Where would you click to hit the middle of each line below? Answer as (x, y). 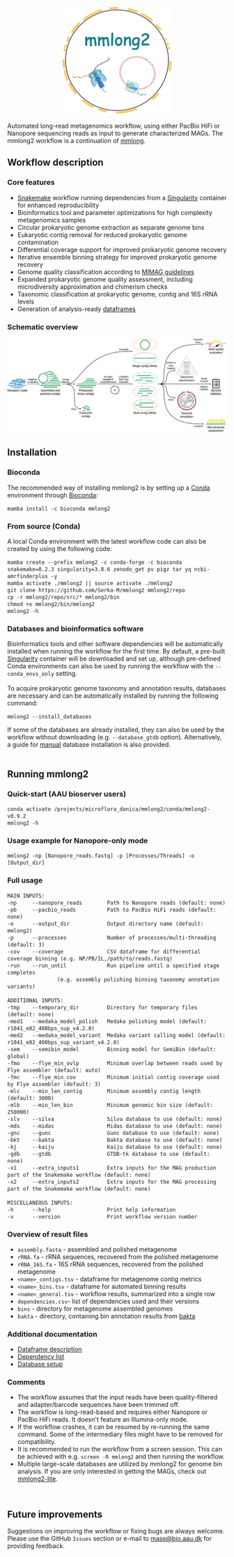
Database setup (40, 1364)
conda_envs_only (31, 674)
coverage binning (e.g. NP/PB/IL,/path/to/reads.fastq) (90, 958)
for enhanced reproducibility (58, 205)
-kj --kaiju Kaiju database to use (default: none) (115, 1147)
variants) (22, 986)
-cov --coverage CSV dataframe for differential (104, 952)
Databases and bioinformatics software (76, 629)
